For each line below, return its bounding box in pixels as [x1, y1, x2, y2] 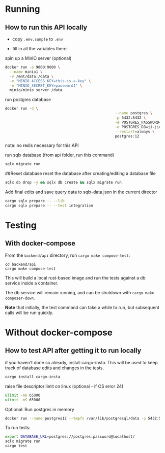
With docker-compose [5, 239, 76, 247]
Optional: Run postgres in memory [5, 406, 75, 412]
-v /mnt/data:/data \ [9, 74, 54, 79]
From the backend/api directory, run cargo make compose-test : [5, 252, 130, 258]
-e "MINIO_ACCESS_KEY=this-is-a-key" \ [9, 78, 91, 83]
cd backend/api [5, 262, 36, 267]
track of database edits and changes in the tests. [5, 365, 104, 371]
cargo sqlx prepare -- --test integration [5, 203, 93, 208]
